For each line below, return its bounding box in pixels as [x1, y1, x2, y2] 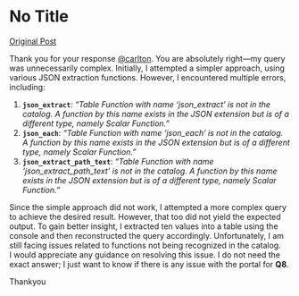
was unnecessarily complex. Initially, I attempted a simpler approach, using [9, 63, 286, 73]
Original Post [9, 36, 57, 47]
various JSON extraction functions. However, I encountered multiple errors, [9, 72, 287, 82]
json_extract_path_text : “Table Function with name [21, 156, 214, 166]
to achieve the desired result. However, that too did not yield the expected [9, 211, 281, 222]
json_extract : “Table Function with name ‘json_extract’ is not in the [21, 98, 270, 109]
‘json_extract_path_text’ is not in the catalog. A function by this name [21, 165, 278, 176]
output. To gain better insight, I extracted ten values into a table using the [9, 221, 278, 232]
